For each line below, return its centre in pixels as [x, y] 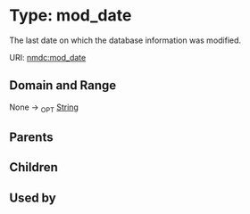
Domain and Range [63, 86]
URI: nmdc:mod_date [48, 57]
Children [33, 167]
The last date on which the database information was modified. [125, 40]
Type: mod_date [71, 16]
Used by [33, 198]
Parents [31, 137]
